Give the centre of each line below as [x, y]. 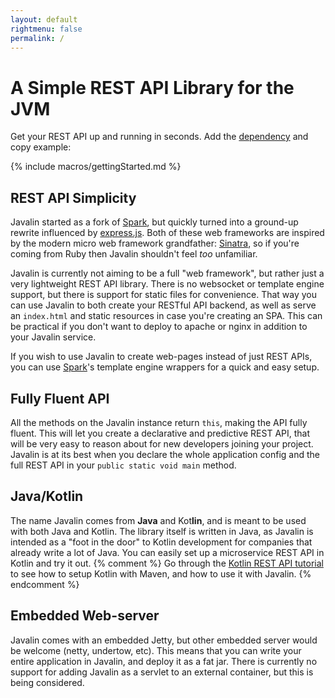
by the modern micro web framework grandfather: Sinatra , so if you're [155, 243]
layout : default [44, 19]
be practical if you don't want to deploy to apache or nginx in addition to [159, 327]
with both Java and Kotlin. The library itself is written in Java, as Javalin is [162, 531]
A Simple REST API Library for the [152, 87]
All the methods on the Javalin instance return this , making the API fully [159, 422]
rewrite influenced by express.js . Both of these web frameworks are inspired [167, 233]
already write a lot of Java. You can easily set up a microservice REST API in [167, 552]
